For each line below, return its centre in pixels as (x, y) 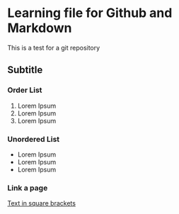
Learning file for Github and (90, 13)
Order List (25, 90)
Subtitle (25, 70)
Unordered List (34, 139)
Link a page (28, 188)
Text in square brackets (42, 203)
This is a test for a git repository (54, 47)
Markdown (40, 28)
